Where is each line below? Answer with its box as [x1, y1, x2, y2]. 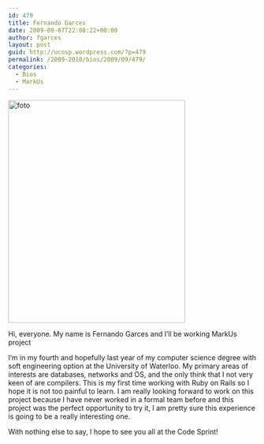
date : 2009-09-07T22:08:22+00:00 [8, 26, 118, 34]
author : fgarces [8, 33, 61, 42]
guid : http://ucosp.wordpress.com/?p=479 [8, 48, 147, 56]
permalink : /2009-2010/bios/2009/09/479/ [8, 56, 147, 64]
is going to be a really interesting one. [8, 412, 131, 421]
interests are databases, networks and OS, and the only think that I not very [8, 369, 254, 379]
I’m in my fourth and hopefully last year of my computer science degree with [8, 352, 257, 362]
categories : [8, 63, 47, 71]
